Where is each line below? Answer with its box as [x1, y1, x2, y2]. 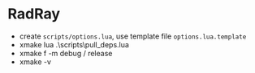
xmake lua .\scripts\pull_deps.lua [19, 39, 129, 49]
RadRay [7, 5, 61, 23]
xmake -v [19, 57, 52, 67]
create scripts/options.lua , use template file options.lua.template [19, 31, 247, 41]
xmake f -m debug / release [19, 48, 113, 58]
